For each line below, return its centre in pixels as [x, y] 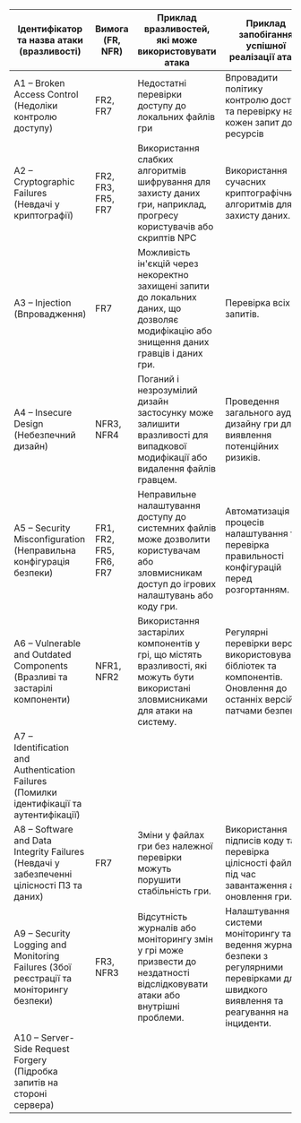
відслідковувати [173, 984]
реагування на [257, 1012]
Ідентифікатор [50, 29]
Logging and [40, 945]
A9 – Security [42, 933]
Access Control [46, 95]
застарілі [34, 688]
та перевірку [253, 111]
